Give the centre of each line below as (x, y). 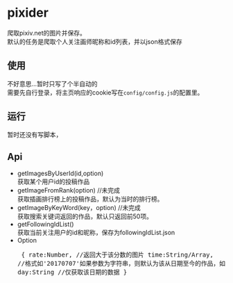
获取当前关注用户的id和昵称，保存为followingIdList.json (96, 233)
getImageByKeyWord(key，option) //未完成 (79, 208)
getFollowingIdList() (45, 225)
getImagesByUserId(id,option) (60, 173)
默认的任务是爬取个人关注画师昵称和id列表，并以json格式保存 (95, 41)
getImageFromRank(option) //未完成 (68, 191)
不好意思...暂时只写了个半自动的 (53, 83)
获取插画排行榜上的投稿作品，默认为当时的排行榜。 (90, 199)
